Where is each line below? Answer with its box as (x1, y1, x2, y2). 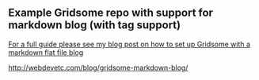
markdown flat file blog (8, 47, 84, 57)
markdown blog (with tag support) (8, 19, 181, 32)
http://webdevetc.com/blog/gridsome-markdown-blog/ (8, 63, 189, 72)
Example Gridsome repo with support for (8, 6, 214, 20)
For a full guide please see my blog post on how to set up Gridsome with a (8, 39, 251, 49)
